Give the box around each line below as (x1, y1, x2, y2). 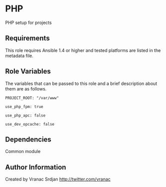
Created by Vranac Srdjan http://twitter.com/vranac (5, 176, 111, 182)
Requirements (5, 34, 50, 42)
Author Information (5, 163, 66, 171)
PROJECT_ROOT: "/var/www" (5, 95, 59, 100)
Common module (5, 148, 41, 154)
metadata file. (5, 52, 33, 58)
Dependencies (5, 135, 51, 143)
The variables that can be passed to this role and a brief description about (5, 80, 158, 86)
